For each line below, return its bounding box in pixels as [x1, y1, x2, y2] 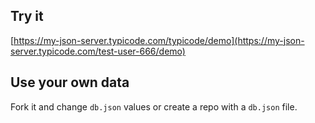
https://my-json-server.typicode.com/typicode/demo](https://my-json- [13, 34, 305, 46]
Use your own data [10, 74, 130, 91]
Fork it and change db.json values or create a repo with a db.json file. [10, 100, 298, 113]
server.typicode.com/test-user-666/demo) [10, 45, 186, 57]
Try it [10, 8, 44, 25]
